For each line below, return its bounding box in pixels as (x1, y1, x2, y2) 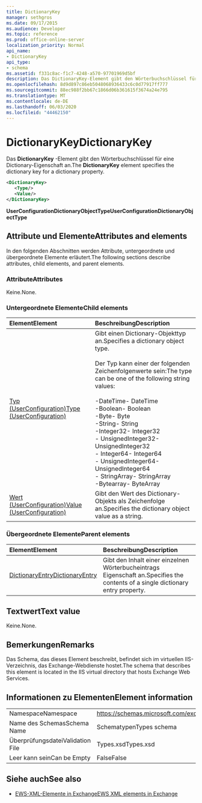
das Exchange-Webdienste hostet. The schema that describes (38, 662, 191, 669)
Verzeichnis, (6, 662, 37, 669)
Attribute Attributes (6, 275, 63, 283)
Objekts (95, 497, 117, 505)
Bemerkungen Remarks (6, 639, 95, 650)
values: (95, 382, 115, 390)
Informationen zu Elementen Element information (6, 692, 193, 703)
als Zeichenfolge (118, 497, 165, 505)
